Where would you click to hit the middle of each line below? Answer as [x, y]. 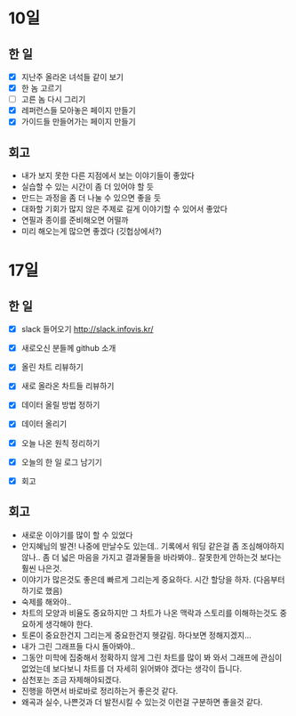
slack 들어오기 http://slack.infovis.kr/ [87, 330]
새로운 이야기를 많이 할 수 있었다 [77, 534]
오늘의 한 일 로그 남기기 [62, 462]
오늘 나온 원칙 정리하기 [60, 443]
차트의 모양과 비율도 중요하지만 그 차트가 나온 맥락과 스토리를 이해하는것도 [149, 613]
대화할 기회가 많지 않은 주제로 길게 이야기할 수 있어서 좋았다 [124, 209]
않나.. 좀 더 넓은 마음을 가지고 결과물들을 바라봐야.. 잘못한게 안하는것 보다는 [151, 557]
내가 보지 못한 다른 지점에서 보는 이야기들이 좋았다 [108, 175]
